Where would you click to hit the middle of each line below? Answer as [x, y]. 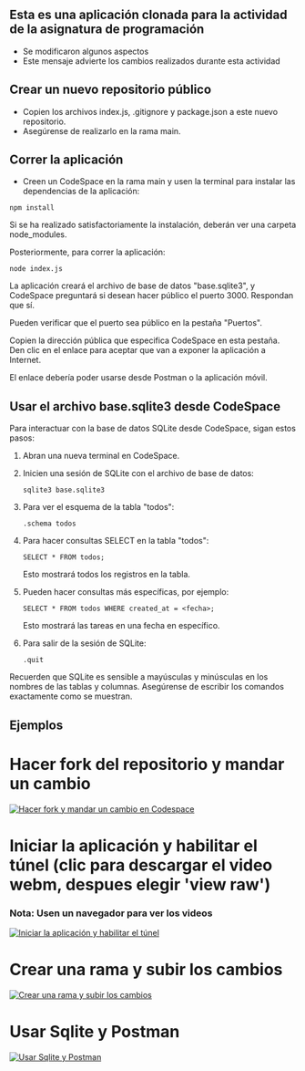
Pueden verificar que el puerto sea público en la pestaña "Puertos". [136, 323]
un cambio [50, 783]
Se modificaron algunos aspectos [86, 51]
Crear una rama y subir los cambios [146, 970]
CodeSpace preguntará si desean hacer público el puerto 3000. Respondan [152, 296]
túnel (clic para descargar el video [141, 865]
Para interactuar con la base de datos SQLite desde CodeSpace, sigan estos [152, 429]
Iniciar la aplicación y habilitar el [133, 845]
